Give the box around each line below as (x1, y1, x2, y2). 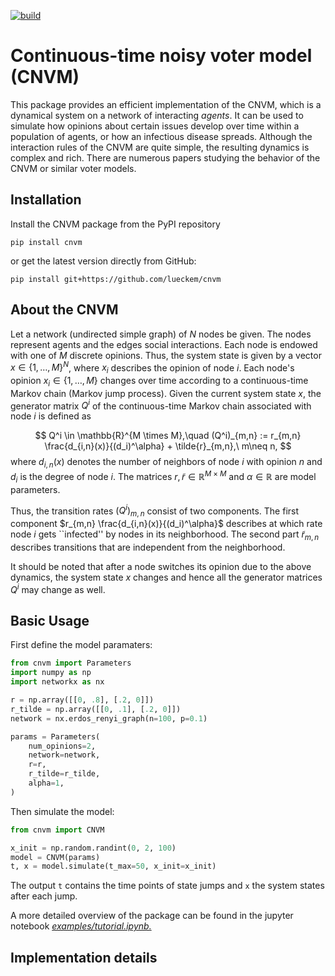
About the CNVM (10, 301, 119, 319)
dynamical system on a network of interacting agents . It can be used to (10, 109, 304, 121)
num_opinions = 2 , (28, 741, 97, 751)
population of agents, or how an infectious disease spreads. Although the (10, 130, 313, 142)
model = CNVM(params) (10, 852, 101, 862)
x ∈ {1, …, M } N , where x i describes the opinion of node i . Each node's (10, 360, 295, 376)
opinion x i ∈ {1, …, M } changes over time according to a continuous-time (10, 375, 309, 389)
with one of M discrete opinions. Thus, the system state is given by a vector (10, 349, 322, 361)
